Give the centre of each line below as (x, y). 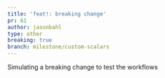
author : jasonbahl (34, 27)
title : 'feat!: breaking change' (57, 14)
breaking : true (30, 40)
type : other (25, 34)
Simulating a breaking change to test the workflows (83, 67)
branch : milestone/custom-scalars (59, 47)
